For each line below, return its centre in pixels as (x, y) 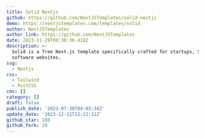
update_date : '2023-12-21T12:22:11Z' (54, 114)
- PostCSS (24, 86)
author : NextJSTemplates (38, 29)
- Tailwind (26, 80)
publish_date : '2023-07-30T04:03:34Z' (56, 108)
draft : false (23, 103)
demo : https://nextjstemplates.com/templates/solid (73, 23)
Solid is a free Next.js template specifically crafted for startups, (103, 52)
